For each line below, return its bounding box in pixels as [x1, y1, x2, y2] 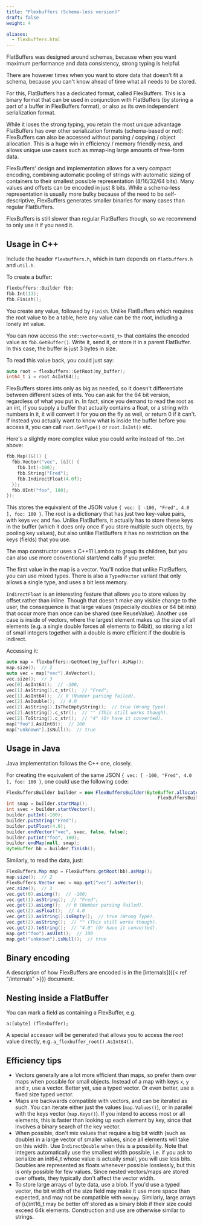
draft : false [6, 15, 39, 21]
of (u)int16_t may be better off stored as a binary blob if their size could [14, 1200, 192, 1207]
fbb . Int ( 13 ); [6, 290, 39, 297]
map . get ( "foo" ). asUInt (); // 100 [6, 930, 94, 936]
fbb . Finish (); [6, 296, 42, 302]
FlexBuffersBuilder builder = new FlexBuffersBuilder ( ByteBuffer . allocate [6, 789, 199, 796]
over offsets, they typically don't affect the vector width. [14, 1174, 155, 1182]
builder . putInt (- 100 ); [6, 812, 63, 818]
